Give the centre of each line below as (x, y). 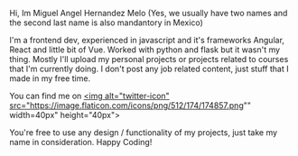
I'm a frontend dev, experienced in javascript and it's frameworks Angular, (147, 40)
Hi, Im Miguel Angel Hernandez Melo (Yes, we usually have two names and (149, 13)
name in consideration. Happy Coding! (81, 142)
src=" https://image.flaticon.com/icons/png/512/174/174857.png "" (130, 106)
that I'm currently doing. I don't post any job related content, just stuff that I (149, 69)
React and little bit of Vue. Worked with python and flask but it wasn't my (145, 50)
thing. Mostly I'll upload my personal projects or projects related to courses (149, 59)
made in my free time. (50, 78)
